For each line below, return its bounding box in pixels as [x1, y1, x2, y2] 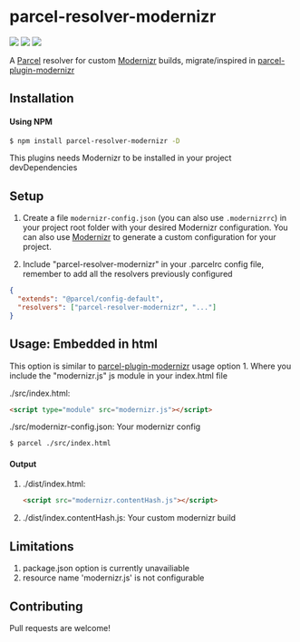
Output [9, 458, 37, 469]
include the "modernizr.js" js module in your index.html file [9, 369, 228, 381]
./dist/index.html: [22, 478, 86, 490]
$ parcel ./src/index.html [9, 439, 111, 448]
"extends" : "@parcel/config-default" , [17, 294, 165, 304]
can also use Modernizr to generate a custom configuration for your [22, 232, 276, 243]
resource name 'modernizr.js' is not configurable [22, 572, 205, 583]
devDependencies [9, 162, 78, 173]
